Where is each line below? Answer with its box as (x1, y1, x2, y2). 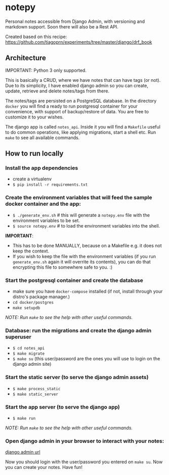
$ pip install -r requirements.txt (12, 182, 88, 187)
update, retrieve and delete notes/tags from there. (5, 88, 110, 94)
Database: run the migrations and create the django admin (5, 327, 152, 334)
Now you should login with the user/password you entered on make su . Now (5, 459, 163, 465)
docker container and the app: (5, 200, 81, 207)
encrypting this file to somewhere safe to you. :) (12, 264, 113, 270)
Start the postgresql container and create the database (5, 276, 143, 283)
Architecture (5, 54, 47, 62)
